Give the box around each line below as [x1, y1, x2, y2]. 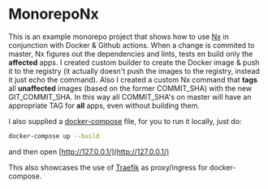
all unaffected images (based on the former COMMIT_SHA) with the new [8, 83, 253, 93]
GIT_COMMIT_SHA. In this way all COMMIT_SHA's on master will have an [8, 92, 252, 101]
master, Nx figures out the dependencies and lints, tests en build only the [8, 49, 253, 58]
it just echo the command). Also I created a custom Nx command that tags [8, 75, 258, 84]
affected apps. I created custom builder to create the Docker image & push [8, 58, 260, 67]
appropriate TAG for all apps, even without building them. [8, 101, 201, 110]
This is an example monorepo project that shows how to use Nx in [8, 32, 230, 41]
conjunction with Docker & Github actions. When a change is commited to [8, 40, 255, 49]
